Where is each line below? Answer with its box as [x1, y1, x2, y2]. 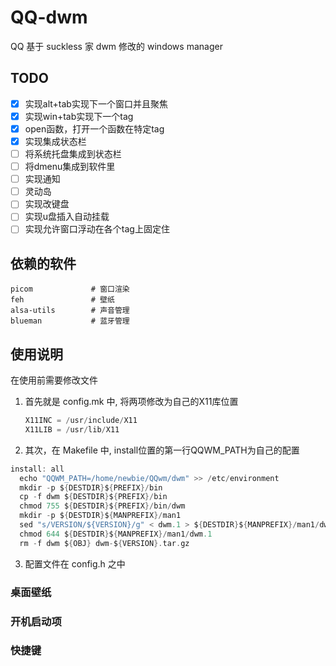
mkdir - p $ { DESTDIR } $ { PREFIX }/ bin [19, 482, 163, 493]
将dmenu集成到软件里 [24, 161, 116, 173]
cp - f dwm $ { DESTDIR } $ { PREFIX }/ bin [19, 492, 168, 502]
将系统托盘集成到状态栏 [24, 148, 122, 160]
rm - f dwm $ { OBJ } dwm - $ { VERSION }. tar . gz [19, 538, 190, 548]
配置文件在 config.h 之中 [24, 557, 126, 570]
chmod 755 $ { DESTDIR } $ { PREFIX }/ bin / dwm [19, 501, 186, 511]
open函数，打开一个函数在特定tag [24, 122, 165, 135]
